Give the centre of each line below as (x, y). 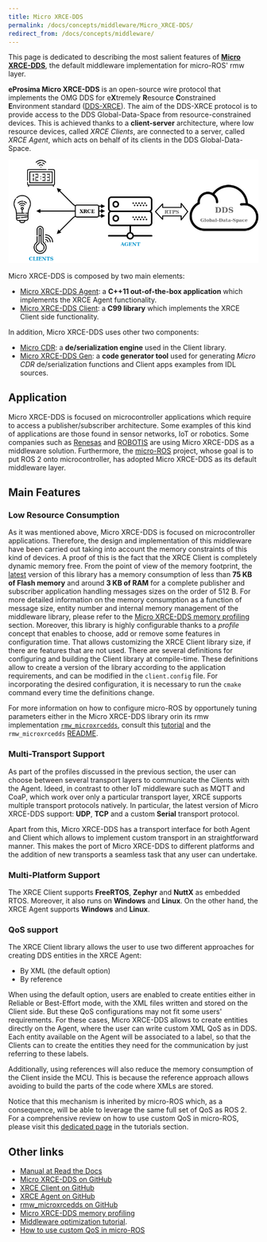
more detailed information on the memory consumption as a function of (125, 600)
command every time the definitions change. (81, 693)
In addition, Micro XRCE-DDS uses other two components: (104, 332)
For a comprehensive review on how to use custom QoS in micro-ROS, (124, 1118)
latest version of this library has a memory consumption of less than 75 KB (130, 575)
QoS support (33, 930)
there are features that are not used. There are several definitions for (120, 651)
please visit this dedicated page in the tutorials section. (99, 1127)
